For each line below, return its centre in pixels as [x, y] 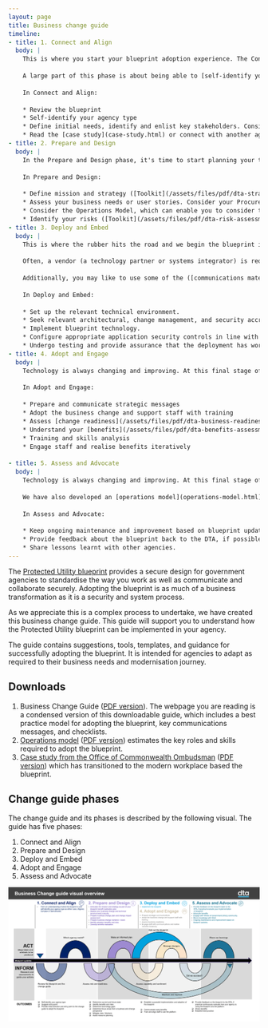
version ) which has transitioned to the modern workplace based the [131, 765]
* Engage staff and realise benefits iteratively [107, 447]
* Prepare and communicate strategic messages [101, 405]
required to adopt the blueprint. [71, 748]
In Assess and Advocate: [64, 514]
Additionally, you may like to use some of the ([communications [134, 278]
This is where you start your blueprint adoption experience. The [135, 59]
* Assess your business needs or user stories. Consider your [128, 202]
